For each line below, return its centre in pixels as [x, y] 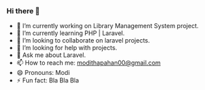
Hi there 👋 [23, 11]
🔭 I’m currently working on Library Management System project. [108, 26]
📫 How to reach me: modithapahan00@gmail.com [89, 63]
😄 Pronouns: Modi [43, 73]
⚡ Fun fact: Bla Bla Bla [48, 80]
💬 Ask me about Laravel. [51, 55]
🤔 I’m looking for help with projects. [67, 48]
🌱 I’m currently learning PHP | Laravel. [70, 33]
